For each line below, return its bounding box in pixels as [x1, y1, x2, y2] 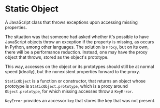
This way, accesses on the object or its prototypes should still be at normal [5, 64, 154, 69]
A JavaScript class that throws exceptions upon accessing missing [5, 19, 138, 25]
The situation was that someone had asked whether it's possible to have [5, 34, 149, 40]
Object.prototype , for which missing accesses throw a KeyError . [5, 88, 133, 94]
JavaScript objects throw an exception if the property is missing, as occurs [5, 39, 154, 44]
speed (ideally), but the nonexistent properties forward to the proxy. [5, 68, 140, 74]
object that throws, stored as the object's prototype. [5, 54, 109, 60]
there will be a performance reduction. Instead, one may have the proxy [5, 49, 148, 55]
